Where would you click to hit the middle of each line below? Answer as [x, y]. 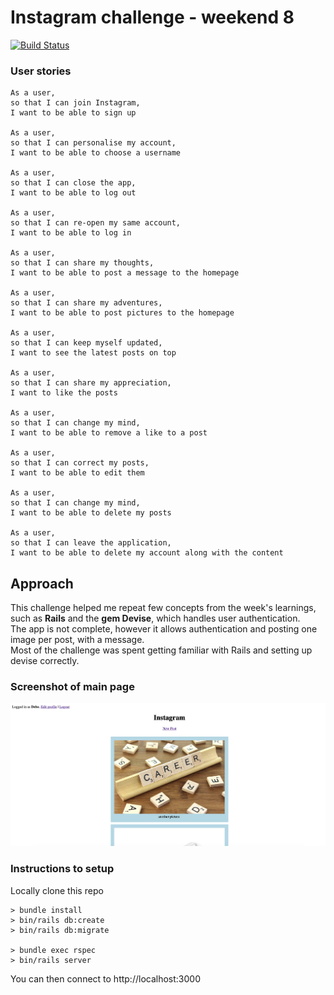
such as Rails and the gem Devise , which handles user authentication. [155, 618]
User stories [41, 71]
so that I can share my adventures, [86, 303]
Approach [42, 583]
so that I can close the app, [73, 183]
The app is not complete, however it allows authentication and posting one [164, 629]
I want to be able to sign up [73, 113]
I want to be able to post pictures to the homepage [122, 313]
